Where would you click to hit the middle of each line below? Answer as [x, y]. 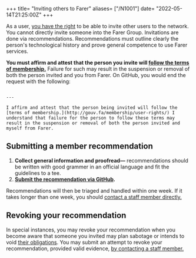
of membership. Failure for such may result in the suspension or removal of [98, 69]
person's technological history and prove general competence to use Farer [97, 45]
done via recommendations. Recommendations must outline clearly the [92, 39]
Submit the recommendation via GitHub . [65, 179]
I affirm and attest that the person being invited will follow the [92, 108]
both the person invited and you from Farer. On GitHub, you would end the [96, 75]
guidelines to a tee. [38, 173]
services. [17, 51]
